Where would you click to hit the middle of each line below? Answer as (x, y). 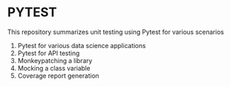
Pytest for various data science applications (82, 45)
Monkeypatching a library (55, 60)
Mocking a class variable (54, 68)
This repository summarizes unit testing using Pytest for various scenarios (116, 32)
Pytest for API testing (49, 53)
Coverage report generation (58, 76)
